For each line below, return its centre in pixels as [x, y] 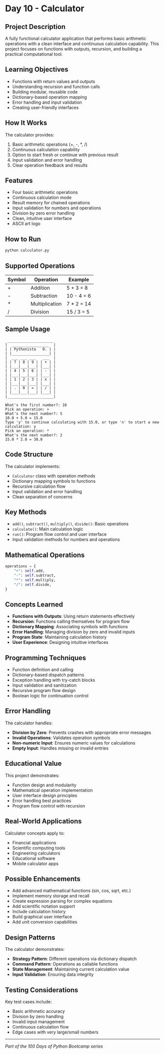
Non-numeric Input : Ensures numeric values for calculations [74, 743]
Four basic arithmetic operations [45, 193]
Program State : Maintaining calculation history [59, 637]
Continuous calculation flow [40, 1026]
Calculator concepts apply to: [35, 833]
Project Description [35, 27]
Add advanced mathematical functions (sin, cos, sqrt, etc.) [71, 891]
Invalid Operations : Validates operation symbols [61, 738]
